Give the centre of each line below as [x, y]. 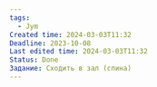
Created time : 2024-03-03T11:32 [70, 34]
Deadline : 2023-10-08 [50, 43]
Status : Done [34, 60]
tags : [20, 18]
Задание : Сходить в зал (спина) [70, 69]
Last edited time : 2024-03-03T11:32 [78, 52]
